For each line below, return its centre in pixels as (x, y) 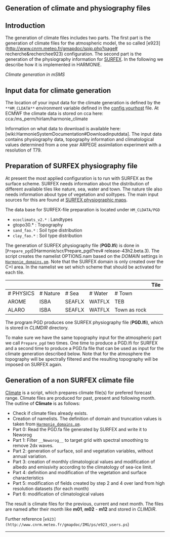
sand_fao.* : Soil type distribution (47, 230)
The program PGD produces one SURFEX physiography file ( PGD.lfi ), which (84, 322)
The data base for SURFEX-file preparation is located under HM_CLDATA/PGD (83, 209)
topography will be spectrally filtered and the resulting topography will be (82, 359)
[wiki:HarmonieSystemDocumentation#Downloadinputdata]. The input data (83, 134)
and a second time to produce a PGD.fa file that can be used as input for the (84, 348)
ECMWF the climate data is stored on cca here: (54, 113)
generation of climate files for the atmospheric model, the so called (75, 43)
